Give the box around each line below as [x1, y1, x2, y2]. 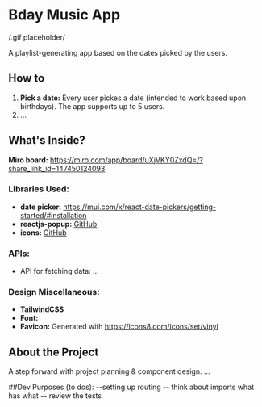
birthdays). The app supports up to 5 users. [19, 101, 165, 111]
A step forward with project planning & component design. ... [8, 367, 211, 376]
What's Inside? [8, 133, 86, 147]
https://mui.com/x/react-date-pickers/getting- [63, 202, 216, 212]
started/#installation [19, 210, 87, 220]
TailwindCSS [19, 304, 64, 314]
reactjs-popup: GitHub [19, 219, 98, 229]
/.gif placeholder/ [8, 32, 66, 42]
